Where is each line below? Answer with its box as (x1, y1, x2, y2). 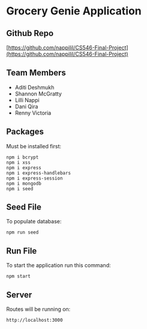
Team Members (6, 68, 66, 78)
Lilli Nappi (14, 96, 40, 103)
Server (6, 289, 32, 300)
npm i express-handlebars (6, 170, 71, 176)
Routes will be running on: (6, 306, 71, 313)
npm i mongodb (6, 180, 42, 187)
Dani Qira (14, 103, 38, 110)
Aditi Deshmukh (14, 83, 55, 91)
